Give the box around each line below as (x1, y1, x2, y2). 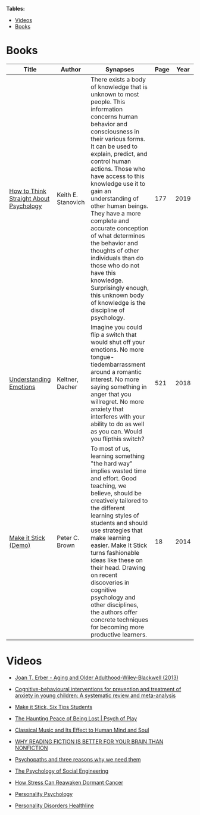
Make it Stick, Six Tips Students (14, 703, 93, 710)
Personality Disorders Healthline (14, 802, 94, 809)
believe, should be (90, 489, 142, 497)
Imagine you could (90, 323, 142, 331)
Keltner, (57, 375, 79, 383)
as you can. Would (90, 427, 142, 435)
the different (90, 504, 125, 512)
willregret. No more (90, 397, 145, 405)
